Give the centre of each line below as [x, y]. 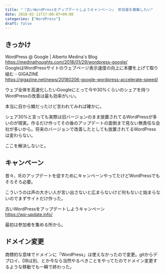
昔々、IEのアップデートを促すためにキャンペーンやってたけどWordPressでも [82, 175]
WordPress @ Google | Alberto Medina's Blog [51, 57]
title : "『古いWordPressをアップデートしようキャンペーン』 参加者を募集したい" [79, 10]
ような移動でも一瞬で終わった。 [42, 267]
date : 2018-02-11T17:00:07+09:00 [39, 14]
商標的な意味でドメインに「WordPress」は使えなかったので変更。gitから [79, 254]
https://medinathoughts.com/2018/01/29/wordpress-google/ [66, 62]
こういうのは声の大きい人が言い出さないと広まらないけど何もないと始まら [81, 192]
